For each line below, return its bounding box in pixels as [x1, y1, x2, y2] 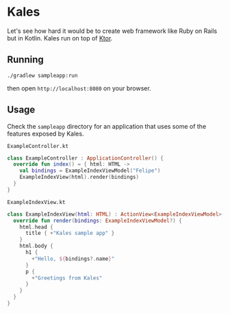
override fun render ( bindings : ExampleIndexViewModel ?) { [13, 217, 183, 224]
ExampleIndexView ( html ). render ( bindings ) [19, 174, 139, 181]
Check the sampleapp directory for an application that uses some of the [7, 122, 207, 130]
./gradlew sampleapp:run [7, 72, 78, 79]
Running [7, 54, 44, 66]
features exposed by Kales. [7, 129, 84, 138]
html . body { [19, 242, 53, 250]
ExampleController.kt [7, 142, 69, 149]
